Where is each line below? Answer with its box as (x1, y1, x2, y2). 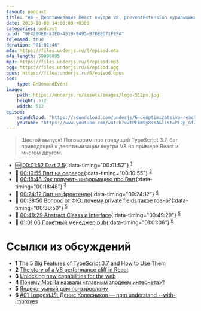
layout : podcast (6, 8, 47, 15)
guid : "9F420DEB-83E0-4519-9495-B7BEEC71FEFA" (6, 31, 124, 37)
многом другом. (20, 149, 63, 156)
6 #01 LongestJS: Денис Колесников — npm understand (14, 291, 157, 298)
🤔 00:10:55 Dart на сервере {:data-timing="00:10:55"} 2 (14, 168, 153, 176)
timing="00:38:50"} (14, 204, 64, 211)
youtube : (17, 120, 39, 126)
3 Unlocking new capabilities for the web (14, 272, 116, 279)
